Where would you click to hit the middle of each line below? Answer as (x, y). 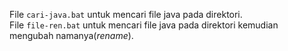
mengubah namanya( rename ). (71, 35)
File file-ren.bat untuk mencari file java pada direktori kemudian (144, 25)
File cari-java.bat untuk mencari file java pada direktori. (126, 14)
